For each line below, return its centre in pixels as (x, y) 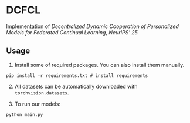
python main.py (25, 114)
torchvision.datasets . (42, 92)
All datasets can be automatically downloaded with (76, 86)
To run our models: (37, 104)
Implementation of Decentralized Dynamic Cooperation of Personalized (92, 26)
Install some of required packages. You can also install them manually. (99, 65)
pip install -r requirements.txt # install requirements (77, 75)
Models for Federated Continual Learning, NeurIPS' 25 (72, 32)
